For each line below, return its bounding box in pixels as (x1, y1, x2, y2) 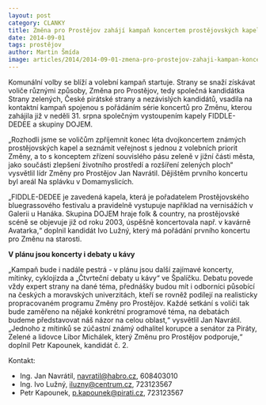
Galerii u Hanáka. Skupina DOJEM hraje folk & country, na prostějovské (8, 209, 240, 218)
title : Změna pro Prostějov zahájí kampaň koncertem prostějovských (8, 26, 239, 34)
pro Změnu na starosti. (8, 234, 82, 244)
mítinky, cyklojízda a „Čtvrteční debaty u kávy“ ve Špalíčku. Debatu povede (8, 273, 253, 282)
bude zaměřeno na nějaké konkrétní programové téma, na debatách (8, 306, 230, 316)
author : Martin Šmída (8, 48, 80, 56)
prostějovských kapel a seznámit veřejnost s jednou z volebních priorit (8, 143, 238, 153)
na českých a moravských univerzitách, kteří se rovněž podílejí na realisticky (8, 290, 258, 299)
